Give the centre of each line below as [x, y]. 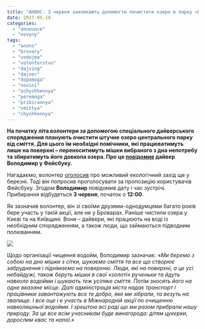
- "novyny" [26, 35]
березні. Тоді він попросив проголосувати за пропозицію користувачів [99, 182]
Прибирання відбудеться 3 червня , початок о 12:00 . [75, 195]
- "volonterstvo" [34, 63]
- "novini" [26, 86]
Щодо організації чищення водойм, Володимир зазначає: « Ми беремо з [101, 255]
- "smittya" [28, 108]
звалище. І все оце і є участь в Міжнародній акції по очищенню [90, 300]
